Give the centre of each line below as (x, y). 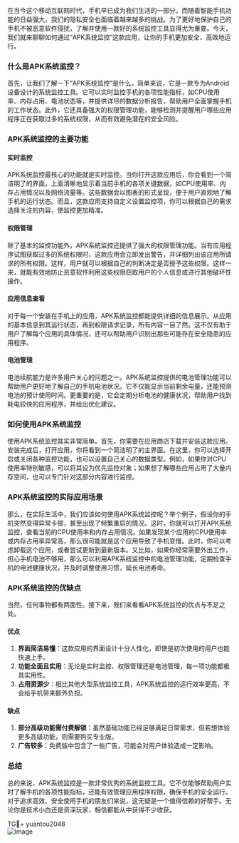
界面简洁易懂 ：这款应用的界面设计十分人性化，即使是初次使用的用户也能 (123, 648)
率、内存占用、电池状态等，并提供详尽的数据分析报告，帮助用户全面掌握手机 (119, 101)
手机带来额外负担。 (58, 693)
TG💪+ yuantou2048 (36, 824)
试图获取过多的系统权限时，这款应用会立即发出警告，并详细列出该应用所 (119, 254)
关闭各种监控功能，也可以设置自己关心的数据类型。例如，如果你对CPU (123, 459)
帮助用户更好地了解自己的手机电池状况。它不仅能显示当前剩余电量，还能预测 (119, 387)
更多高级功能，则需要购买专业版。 (68, 737)
